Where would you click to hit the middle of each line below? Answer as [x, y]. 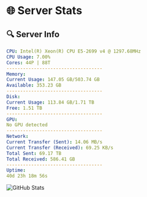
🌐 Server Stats [44, 11]
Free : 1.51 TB [24, 108]
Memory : [16, 74]
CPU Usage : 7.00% [28, 57]
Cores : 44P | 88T [28, 63]
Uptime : [16, 170]
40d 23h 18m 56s [27, 176]
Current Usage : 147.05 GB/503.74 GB [53, 80]
